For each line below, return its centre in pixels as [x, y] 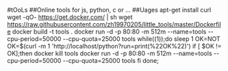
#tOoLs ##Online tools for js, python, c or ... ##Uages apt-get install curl [109, 10]
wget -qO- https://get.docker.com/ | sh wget [70, 17]
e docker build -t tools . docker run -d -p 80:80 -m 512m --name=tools [107, 31]
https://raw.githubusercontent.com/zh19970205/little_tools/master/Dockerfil [114, 24]
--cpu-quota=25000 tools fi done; [111, 60]
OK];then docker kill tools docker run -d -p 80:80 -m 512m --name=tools [110, 53]
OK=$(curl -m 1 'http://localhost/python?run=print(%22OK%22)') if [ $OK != [114, 46]
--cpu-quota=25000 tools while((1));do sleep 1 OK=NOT [141, 39]
